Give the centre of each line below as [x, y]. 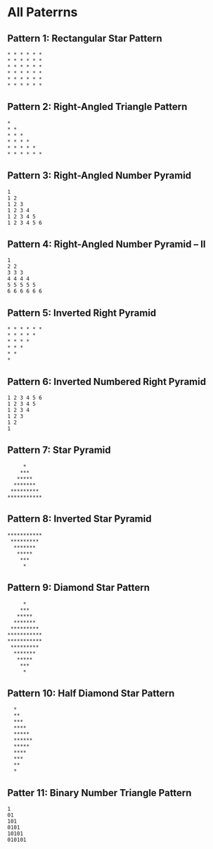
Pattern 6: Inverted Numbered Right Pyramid [106, 381]
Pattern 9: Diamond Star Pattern [78, 588]
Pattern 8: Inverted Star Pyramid [79, 519]
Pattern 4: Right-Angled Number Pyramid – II [106, 244]
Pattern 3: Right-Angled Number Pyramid [99, 176]
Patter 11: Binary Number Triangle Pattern [99, 793]
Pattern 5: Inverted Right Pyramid [82, 313]
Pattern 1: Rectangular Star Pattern [85, 38]
